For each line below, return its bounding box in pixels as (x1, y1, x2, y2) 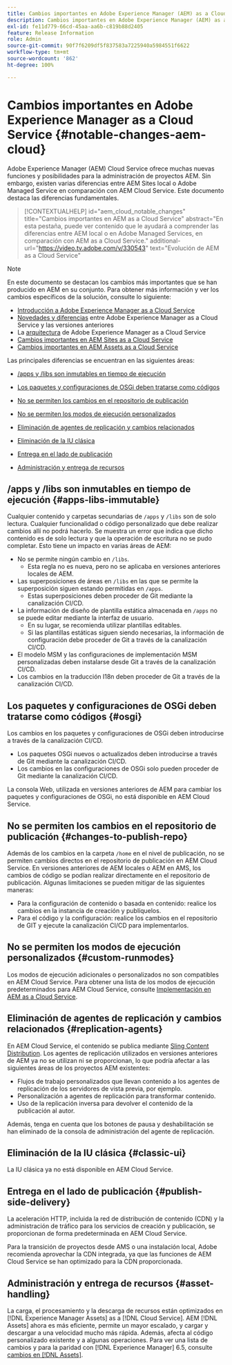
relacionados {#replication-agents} (7, 1024, 164, 1035)
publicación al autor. (17, 1107, 75, 1115)
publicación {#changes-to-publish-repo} (7, 831, 188, 842)
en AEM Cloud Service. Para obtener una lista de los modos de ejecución (7, 977, 215, 986)
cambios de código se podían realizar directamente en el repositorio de (7, 872, 211, 879)
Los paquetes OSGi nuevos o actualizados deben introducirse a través (17, 750, 217, 758)
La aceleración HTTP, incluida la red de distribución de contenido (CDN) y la (7, 1214, 224, 1223)
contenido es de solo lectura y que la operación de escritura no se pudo (7, 534, 213, 543)
